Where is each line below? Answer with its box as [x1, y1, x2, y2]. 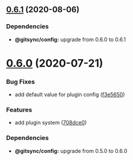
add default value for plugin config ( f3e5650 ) [14, 91, 125, 98]
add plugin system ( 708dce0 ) [14, 119, 87, 126]
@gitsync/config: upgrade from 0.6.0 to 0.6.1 [14, 35, 126, 43]
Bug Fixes [6, 77, 35, 86]
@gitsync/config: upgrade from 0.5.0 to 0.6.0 [14, 147, 128, 154]
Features [6, 106, 33, 114]
